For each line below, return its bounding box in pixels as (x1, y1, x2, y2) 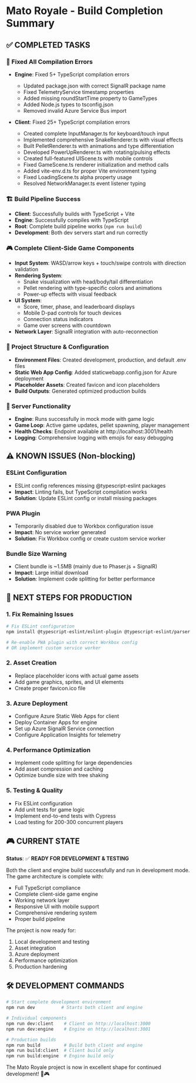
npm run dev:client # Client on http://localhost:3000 (6, 1020, 151, 1027)
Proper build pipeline (14, 915, 66, 922)
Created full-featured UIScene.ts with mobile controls (23, 154, 153, 162)
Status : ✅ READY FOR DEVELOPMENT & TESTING (6, 855, 129, 862)
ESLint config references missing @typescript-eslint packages (14, 482, 166, 489)
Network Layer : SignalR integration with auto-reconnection (14, 328, 158, 335)
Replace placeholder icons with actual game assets (14, 672, 139, 679)
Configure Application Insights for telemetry (14, 731, 121, 738)
